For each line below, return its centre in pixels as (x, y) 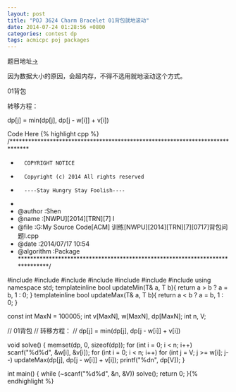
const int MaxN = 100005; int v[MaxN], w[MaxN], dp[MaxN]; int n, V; (107, 316)
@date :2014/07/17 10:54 (54, 244)
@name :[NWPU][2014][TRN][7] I (66, 219)
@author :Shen (39, 211)
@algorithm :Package (49, 251)
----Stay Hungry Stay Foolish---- (75, 191)
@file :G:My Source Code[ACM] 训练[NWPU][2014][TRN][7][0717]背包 (119, 227)
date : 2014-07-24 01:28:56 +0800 (56, 27)
